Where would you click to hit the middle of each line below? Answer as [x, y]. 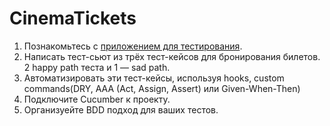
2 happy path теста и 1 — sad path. [97, 67]
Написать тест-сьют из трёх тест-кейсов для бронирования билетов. [172, 56]
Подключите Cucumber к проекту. [97, 99]
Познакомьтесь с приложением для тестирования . [133, 46]
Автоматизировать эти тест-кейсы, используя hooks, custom [154, 78]
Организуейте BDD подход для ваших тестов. [121, 109]
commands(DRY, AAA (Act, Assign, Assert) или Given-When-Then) [162, 88]
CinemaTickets [73, 18]
